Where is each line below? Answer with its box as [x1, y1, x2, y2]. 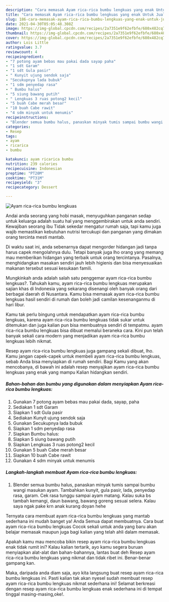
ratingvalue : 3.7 [6, 45, 42, 50]
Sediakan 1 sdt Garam [13, 404, 58, 410]
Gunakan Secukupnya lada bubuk [13, 420, 83, 426]
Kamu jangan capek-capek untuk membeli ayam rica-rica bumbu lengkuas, [6, 353, 161, 359]
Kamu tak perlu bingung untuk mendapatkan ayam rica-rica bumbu [6, 311, 145, 317]
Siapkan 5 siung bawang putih [13, 436, 76, 442]
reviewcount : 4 [6, 49, 38, 54]
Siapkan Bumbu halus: [13, 431, 60, 437]
